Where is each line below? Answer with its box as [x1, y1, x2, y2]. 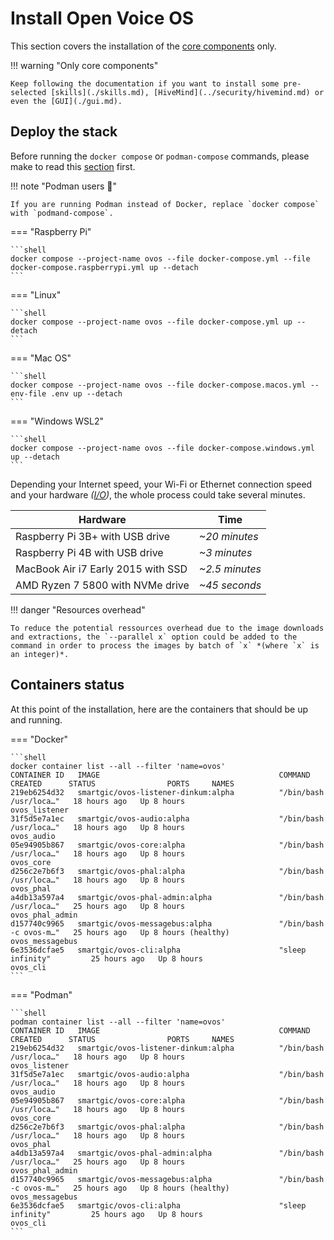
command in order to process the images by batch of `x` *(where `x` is [10, 640, 320, 651]
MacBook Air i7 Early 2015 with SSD [15, 562, 188, 576]
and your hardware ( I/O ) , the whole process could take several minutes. [10, 488, 306, 501]
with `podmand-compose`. [10, 208, 114, 218]
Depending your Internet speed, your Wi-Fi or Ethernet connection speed [10, 478, 313, 490]
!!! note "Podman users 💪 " [10, 180, 118, 192]
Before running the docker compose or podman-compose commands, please [10, 150, 310, 162]
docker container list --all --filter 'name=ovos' [10, 761, 226, 771]
